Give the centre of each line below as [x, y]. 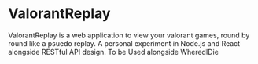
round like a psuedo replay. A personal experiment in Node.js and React [124, 43]
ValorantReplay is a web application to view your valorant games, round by [129, 35]
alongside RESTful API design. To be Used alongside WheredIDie [113, 52]
